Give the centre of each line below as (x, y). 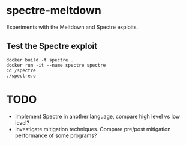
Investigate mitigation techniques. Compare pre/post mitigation (93, 129)
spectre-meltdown (54, 11)
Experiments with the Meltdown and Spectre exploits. (72, 27)
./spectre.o (21, 76)
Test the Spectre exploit (52, 46)
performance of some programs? (56, 135)
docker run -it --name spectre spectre (56, 65)
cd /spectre (21, 70)
